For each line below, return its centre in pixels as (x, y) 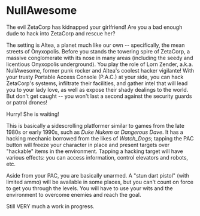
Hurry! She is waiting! (33, 114)
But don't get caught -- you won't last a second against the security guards (99, 96)
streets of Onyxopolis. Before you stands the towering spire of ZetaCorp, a (98, 51)
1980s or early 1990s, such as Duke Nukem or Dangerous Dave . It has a (95, 132)
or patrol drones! (27, 102)
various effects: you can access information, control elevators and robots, (97, 157)
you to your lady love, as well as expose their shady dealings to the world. (97, 89)
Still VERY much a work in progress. (50, 206)
